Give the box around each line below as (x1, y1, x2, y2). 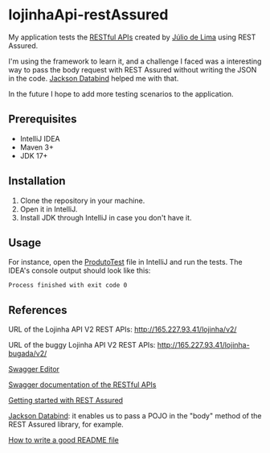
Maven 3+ (19, 142, 54, 152)
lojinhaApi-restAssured (8, 6, 169, 24)
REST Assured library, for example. (8, 420, 125, 430)
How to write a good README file (8, 435, 119, 445)
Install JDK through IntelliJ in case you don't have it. (19, 212, 192, 222)
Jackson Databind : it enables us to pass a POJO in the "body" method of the (8, 411, 262, 421)
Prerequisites (8, 113, 77, 126)
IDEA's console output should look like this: (8, 266, 151, 275)
